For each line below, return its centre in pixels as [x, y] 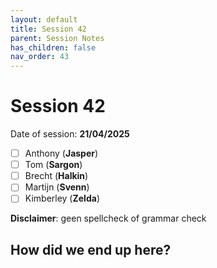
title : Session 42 [48, 29]
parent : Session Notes [57, 38]
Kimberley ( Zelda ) [62, 198]
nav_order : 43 [40, 57]
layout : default [44, 19]
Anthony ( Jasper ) [61, 153]
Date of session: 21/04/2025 [70, 134]
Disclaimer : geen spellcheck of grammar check [108, 218]
